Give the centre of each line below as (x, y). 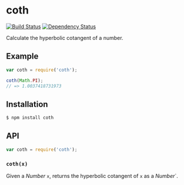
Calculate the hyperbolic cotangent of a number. (65, 38)
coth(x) (17, 164)
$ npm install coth (30, 118)
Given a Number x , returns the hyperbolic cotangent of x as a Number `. (92, 176)
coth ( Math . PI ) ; (25, 80)
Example (22, 56)
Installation (27, 104)
